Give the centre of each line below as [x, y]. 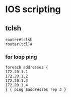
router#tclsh [19, 40]
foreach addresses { [27, 68]
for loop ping [21, 57]
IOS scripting [33, 9]
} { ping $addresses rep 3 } [36, 90]
